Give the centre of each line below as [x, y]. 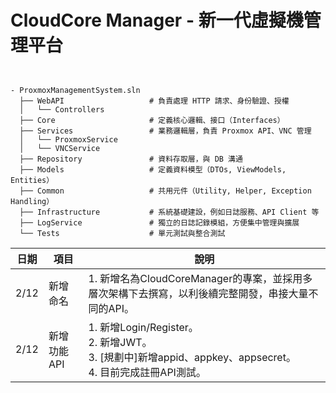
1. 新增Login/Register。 [143, 327]
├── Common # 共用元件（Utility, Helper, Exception [165, 191]
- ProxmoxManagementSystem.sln [75, 90]
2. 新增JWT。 [120, 342]
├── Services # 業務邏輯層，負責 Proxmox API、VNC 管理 [165, 131]
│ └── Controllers [62, 109]
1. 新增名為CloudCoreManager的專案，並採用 [195, 278]
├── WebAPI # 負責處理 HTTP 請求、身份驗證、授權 [154, 101]
